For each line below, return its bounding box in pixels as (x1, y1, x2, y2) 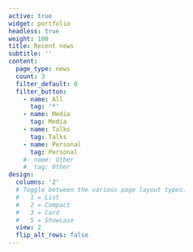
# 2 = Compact (15, 201, 71, 209)
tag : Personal (29, 148, 79, 156)
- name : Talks (23, 125, 71, 133)
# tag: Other (23, 163, 71, 172)
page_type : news (15, 65, 71, 73)
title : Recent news (8, 42, 75, 50)
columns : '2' (15, 178, 60, 187)
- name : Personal (23, 140, 82, 149)
